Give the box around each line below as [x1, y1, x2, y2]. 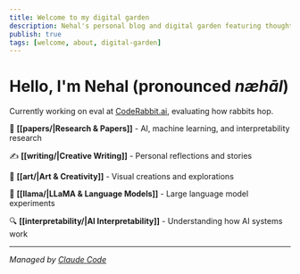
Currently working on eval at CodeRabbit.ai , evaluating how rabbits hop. [9, 106, 274, 117]
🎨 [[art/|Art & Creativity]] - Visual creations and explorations [9, 171, 235, 182]
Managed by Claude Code [9, 254, 107, 265]
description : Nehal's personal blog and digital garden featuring [9, 21, 262, 30]
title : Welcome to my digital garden [9, 12, 150, 22]
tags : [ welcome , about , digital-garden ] [9, 37, 162, 47]
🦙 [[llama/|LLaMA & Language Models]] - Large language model [9, 188, 249, 199]
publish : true [9, 29, 62, 38]
